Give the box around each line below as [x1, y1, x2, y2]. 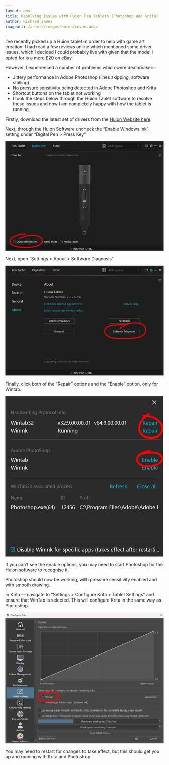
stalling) [12, 80, 29, 86]
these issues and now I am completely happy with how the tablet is [12, 101, 152, 107]
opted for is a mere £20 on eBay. [5, 54, 73, 61]
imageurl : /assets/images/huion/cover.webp [5, 24, 98, 29]
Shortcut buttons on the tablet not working [12, 90, 101, 96]
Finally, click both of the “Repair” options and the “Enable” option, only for [5, 380, 158, 387]
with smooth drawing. [5, 582, 50, 588]
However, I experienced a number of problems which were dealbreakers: [5, 65, 156, 71]
